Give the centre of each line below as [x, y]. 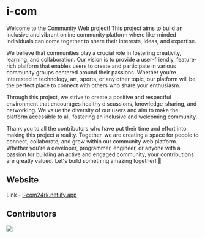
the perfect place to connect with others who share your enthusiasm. [93, 85]
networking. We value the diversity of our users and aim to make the [92, 110]
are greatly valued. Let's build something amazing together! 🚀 [84, 160]
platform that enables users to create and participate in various [97, 66]
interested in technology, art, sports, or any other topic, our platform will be [101, 79]
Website [22, 180]
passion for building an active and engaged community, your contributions [100, 154]
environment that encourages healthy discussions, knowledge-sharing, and [102, 103]
